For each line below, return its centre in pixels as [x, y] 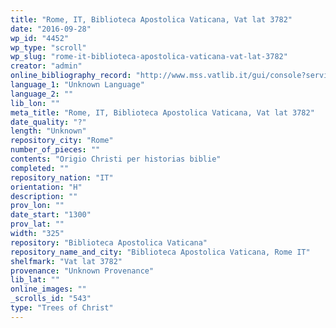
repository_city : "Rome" [62, 141]
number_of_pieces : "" [55, 150]
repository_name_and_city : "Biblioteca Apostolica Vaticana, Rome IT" [160, 252]
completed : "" [40, 168]
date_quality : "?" [48, 122]
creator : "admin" [46, 66]
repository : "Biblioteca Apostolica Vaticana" [109, 242]
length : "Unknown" [48, 131]
